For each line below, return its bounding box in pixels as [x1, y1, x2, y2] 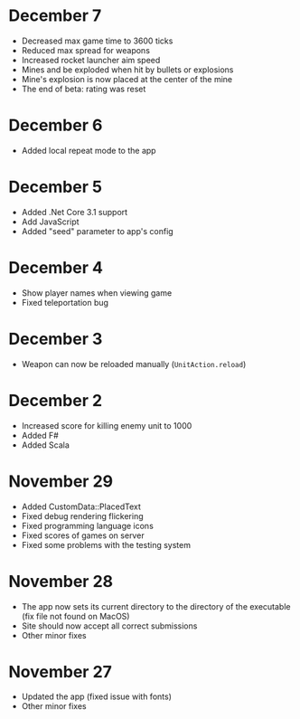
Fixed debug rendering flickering [21, 510, 144, 521]
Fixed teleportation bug [21, 297, 109, 307]
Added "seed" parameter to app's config [21, 225, 173, 236]
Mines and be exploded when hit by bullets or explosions [21, 64, 234, 75]
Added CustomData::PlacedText [21, 501, 142, 512]
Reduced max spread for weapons [21, 44, 151, 55]
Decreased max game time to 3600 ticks [21, 35, 173, 46]
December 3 [8, 328, 103, 349]
